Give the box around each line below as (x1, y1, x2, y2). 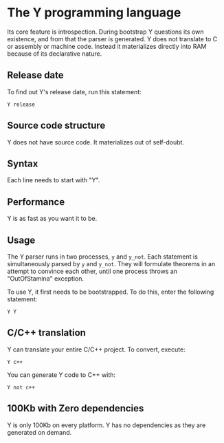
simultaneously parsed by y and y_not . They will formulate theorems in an (7, 260, 216, 268)
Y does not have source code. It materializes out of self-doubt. (7, 138, 184, 146)
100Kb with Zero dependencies (7, 402, 144, 414)
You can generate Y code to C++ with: (7, 370, 115, 379)
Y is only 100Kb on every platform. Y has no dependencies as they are (7, 421, 206, 429)
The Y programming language (7, 5, 181, 21)
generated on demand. (7, 428, 72, 436)
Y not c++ (7, 384, 36, 391)
